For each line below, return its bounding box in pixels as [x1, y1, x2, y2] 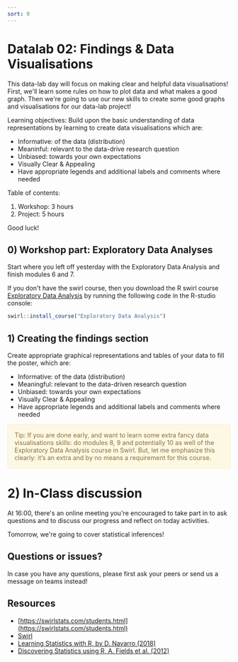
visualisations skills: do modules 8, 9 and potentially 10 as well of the [14, 439, 215, 447]
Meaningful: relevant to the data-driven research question [17, 380, 187, 388]
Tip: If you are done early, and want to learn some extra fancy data [14, 431, 209, 439]
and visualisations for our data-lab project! [7, 102, 131, 111]
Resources [7, 598, 56, 610]
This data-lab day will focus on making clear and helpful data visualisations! [7, 79, 229, 88]
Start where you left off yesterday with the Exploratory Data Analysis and [7, 263, 220, 271]
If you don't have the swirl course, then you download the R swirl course [7, 284, 219, 293]
